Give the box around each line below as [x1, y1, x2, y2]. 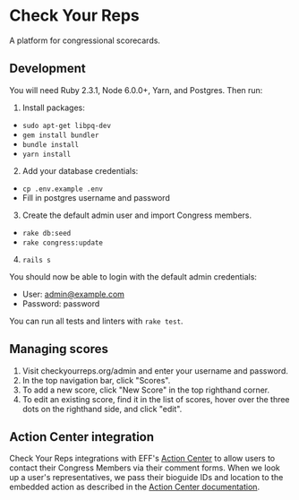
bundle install [21, 140, 80, 149]
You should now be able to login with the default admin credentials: [9, 271, 258, 282]
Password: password [21, 297, 100, 309]
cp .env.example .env [21, 185, 103, 194]
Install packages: [21, 102, 85, 113]
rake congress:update [21, 238, 103, 247]
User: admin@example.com [21, 289, 125, 299]
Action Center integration [9, 429, 155, 444]
